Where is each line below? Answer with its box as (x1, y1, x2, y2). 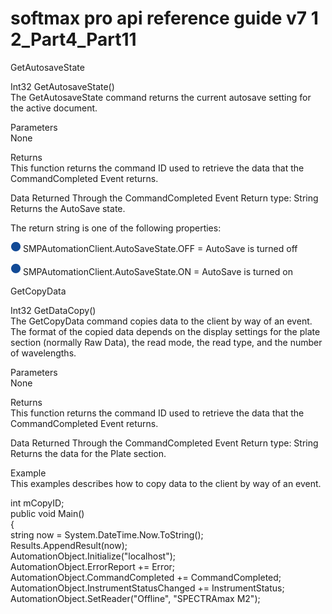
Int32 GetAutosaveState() (10, 80, 115, 92)
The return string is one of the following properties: (10, 222, 222, 234)
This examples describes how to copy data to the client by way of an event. (10, 477, 322, 489)
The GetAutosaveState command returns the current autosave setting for (10, 91, 312, 103)
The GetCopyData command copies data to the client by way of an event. (10, 315, 313, 327)
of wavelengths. (10, 347, 77, 359)
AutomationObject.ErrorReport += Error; (10, 560, 176, 572)
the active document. (10, 102, 98, 114)
